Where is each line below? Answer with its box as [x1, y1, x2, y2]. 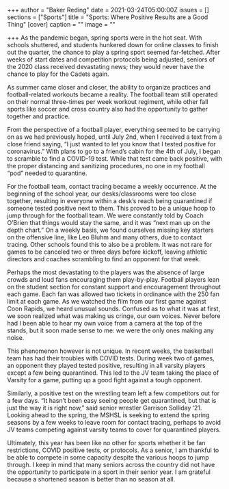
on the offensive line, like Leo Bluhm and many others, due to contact [7, 233, 202, 241]
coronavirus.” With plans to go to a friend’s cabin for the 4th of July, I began [7, 147, 221, 155]
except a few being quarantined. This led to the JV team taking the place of [7, 369, 219, 377]
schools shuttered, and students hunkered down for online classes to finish [7, 41, 219, 49]
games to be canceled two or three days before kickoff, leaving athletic [7, 248, 208, 256]
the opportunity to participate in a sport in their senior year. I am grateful [7, 468, 211, 476]
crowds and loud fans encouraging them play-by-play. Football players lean [7, 276, 220, 283]
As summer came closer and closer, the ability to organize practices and [7, 83, 211, 91]
